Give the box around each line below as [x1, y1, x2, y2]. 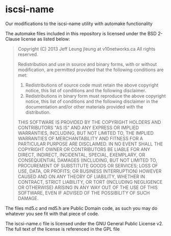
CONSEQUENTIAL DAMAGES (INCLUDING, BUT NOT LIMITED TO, [17, 157, 157, 163]
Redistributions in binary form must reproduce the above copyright [25, 93, 166, 99]
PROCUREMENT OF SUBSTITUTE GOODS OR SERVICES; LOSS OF [17, 162, 158, 168]
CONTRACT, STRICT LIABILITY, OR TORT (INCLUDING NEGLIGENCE [17, 179, 163, 185]
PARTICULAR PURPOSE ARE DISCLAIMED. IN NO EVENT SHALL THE [17, 141, 163, 147]
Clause [5, 36, 20, 42]
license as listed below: [21, 36, 70, 42]
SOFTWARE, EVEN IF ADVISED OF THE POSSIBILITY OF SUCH [17, 189, 150, 196]
